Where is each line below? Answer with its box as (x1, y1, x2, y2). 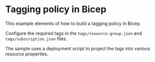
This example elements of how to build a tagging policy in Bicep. (5, 20, 141, 26)
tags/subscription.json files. (5, 36, 68, 42)
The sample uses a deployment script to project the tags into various (5, 45, 150, 51)
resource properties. (5, 51, 49, 57)
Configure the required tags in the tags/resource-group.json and (5, 30, 142, 36)
